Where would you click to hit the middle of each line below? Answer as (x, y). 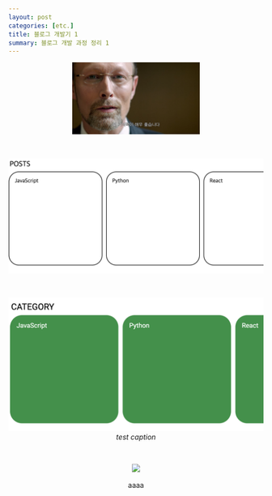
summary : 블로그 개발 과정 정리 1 (59, 43)
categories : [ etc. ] (41, 26)
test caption (136, 437)
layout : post (30, 17)
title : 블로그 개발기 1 (43, 34)
